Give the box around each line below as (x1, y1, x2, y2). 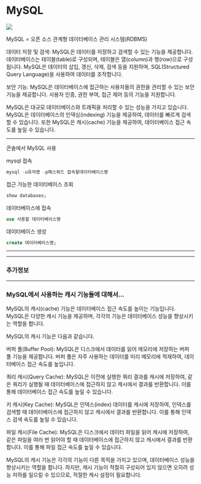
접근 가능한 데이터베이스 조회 (6, 180, 74, 187)
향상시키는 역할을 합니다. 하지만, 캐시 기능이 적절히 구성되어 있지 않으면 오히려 (6, 464, 188, 471)
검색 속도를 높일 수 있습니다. (12, 416, 78, 423)
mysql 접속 (6, 157, 32, 164)
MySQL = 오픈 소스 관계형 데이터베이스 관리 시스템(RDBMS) (6, 35, 148, 43)
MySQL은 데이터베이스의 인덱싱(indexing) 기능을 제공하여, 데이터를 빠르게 (6, 111, 181, 118)
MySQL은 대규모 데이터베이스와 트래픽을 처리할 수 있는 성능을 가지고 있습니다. (6, 103, 188, 111)
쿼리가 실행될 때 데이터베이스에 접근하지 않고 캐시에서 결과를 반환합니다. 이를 (12, 381, 191, 388)
